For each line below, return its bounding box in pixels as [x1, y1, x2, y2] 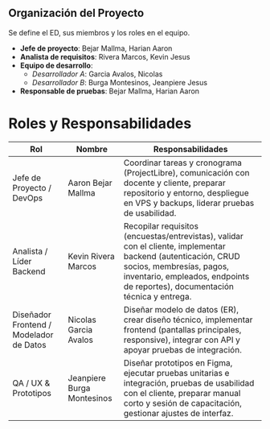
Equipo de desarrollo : [19, 60, 93, 70]
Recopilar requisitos [123, 221, 199, 232]
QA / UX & [12, 377, 51, 389]
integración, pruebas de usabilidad [123, 377, 255, 389]
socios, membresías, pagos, [123, 261, 229, 272]
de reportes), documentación [123, 281, 235, 292]
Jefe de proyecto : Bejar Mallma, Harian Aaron [19, 43, 173, 53]
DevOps [12, 192, 43, 204]
